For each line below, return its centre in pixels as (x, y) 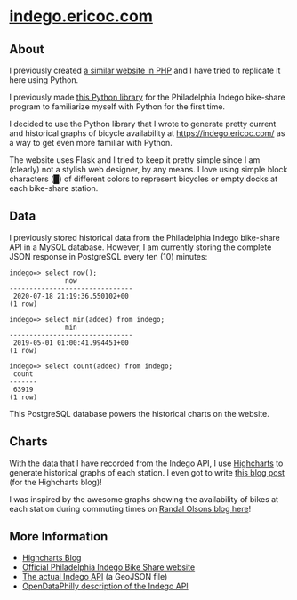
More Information (59, 536)
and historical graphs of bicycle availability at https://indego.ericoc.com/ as (147, 133)
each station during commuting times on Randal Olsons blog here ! (130, 508)
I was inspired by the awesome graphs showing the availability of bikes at (144, 499)
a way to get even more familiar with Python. (91, 143)
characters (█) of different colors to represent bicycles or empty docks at (144, 179)
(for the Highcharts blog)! (56, 482)
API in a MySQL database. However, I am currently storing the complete (140, 247)
